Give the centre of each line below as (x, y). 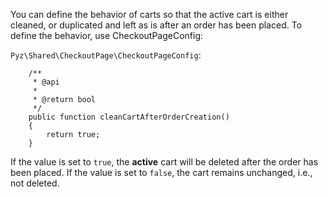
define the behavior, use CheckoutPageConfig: (107, 35)
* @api (46, 82)
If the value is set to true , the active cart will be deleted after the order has (164, 162)
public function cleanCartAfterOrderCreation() (129, 117)
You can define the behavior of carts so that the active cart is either (149, 14)
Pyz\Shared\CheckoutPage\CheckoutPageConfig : (106, 55)
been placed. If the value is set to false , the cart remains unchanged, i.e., (161, 172)
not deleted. (35, 183)
